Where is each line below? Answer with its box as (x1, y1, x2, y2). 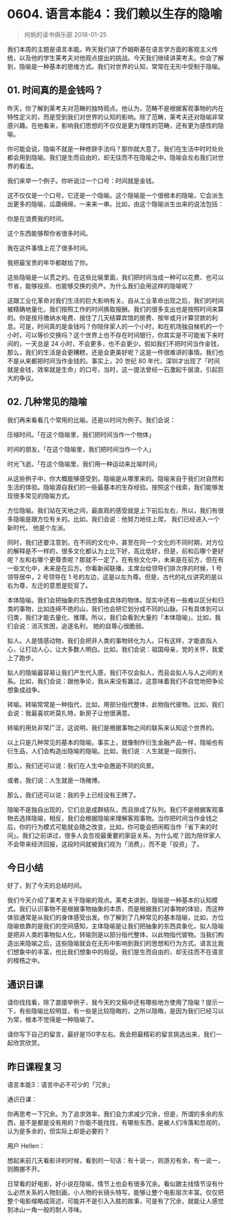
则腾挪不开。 (7, 1165, 43, 1173)
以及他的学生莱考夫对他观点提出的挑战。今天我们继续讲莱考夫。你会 (19, 53, 212, 62)
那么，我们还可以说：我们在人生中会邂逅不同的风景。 (7, 761, 158, 770)
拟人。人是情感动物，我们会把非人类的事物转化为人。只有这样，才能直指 (7, 636, 212, 645)
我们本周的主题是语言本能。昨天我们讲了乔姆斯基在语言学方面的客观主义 (7, 45, 212, 53)
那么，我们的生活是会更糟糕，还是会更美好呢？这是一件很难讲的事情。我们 (7, 348, 218, 356)
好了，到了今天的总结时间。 (7, 881, 86, 890)
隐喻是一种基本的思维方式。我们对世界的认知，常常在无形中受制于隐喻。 (19, 62, 224, 70)
